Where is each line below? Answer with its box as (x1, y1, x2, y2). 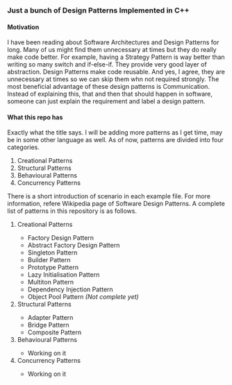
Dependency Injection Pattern (27, 285, 113, 293)
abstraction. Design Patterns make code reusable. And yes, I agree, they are (7, 68, 226, 76)
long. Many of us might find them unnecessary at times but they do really (7, 46, 217, 54)
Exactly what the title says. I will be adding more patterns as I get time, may (7, 128, 223, 137)
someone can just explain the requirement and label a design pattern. (7, 97, 206, 105)
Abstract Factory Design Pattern (27, 241, 120, 250)
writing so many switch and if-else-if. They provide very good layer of (7, 60, 207, 69)
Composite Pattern (27, 328, 82, 336)
